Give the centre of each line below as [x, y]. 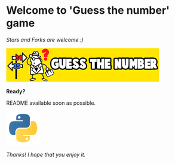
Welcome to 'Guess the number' [88, 10]
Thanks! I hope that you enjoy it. [46, 154]
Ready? [16, 91]
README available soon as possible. [51, 103]
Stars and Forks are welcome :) [45, 40]
